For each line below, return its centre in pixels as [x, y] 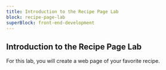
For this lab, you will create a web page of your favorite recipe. [83, 61]
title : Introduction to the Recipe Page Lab [62, 12]
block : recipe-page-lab [36, 17]
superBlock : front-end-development [50, 23]
